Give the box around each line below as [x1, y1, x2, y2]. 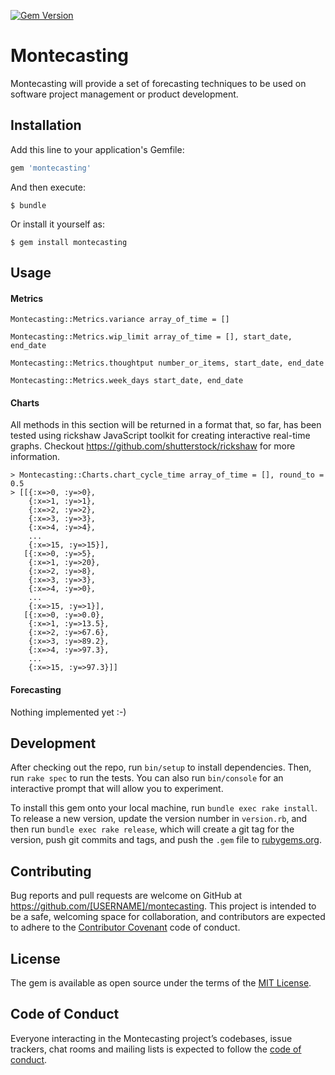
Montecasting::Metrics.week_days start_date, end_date [10, 376, 244, 386]
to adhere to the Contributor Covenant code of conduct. [10, 921, 241, 934]
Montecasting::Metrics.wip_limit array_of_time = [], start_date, [10, 332, 293, 342]
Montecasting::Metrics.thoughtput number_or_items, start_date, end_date [10, 358, 325, 369]
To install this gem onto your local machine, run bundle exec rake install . [10, 802, 318, 814]
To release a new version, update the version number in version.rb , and [10, 813, 308, 825]
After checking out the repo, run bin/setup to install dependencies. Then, [10, 761, 312, 774]
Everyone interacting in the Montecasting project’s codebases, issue [10, 1032, 293, 1044]
